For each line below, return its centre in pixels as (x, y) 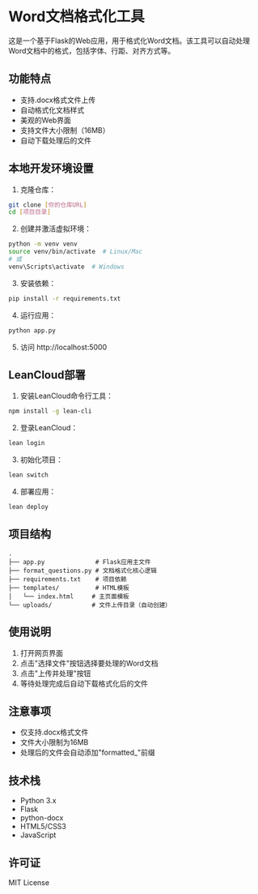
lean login (27, 443)
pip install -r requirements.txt (65, 298)
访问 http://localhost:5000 (63, 347)
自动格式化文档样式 (52, 109)
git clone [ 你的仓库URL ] (48, 205)
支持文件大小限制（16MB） (65, 130)
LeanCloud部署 (47, 375)
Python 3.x (38, 801)
